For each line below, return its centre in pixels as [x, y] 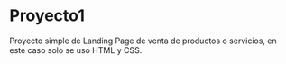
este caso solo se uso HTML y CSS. [76, 50]
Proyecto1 [47, 16]
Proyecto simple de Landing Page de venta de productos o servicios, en [143, 41]
